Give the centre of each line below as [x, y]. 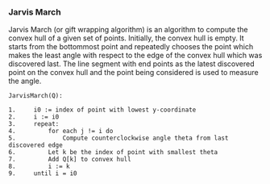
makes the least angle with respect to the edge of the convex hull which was [135, 56]
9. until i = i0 [43, 174]
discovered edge [35, 145]
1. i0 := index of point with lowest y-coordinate [102, 110]
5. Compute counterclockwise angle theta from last [118, 138]
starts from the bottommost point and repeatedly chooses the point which [131, 47]
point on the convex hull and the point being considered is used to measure [134, 73]
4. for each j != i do [61, 132]
